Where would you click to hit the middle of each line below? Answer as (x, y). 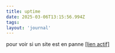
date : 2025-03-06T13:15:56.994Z (45, 17)
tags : (13, 22)
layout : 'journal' (28, 28)
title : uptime (23, 11)
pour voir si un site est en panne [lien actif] (58, 44)
